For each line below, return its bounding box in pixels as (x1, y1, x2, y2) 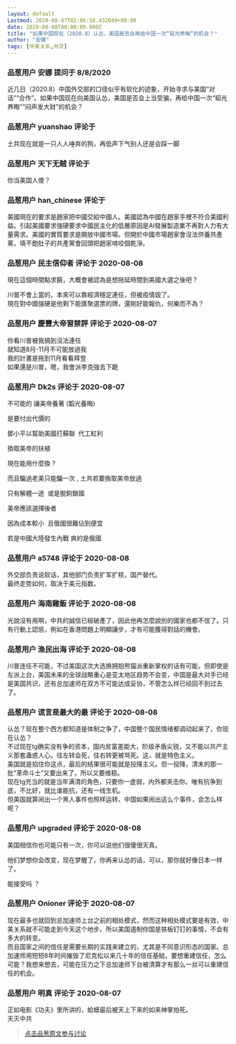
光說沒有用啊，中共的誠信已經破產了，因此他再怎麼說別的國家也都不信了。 (7, 616, 223, 624)
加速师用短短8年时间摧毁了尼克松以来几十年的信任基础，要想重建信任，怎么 (7, 951, 227, 959)
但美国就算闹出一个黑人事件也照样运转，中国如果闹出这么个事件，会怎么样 (7, 795, 223, 804)
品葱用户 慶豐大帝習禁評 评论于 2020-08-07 (7, 318, 157, 328)
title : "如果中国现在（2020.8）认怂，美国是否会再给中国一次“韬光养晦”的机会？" (7, 30, 218, 37)
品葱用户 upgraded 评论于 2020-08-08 (7, 824, 142, 833)
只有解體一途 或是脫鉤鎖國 (7, 489, 85, 497)
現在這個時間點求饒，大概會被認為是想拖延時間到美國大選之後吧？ (7, 275, 198, 284)
